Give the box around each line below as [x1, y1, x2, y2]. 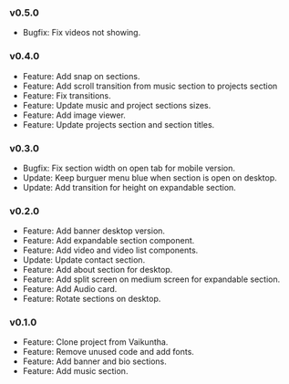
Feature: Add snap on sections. [22, 70, 140, 81]
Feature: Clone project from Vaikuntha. [22, 337, 169, 348]
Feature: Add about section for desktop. [22, 265, 173, 275]
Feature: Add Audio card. [22, 284, 118, 295]
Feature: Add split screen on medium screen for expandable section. [22, 274, 281, 285]
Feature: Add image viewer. [22, 109, 126, 120]
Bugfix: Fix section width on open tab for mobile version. [22, 162, 235, 173]
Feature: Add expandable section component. [22, 235, 195, 246]
